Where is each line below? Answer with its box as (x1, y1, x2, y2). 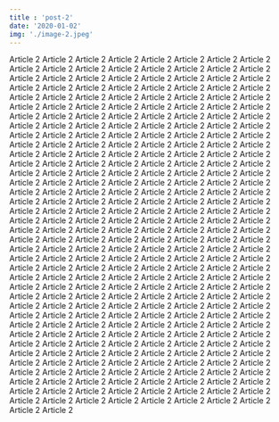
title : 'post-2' (9, 12, 74, 22)
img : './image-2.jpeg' (9, 29, 94, 38)
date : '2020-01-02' (9, 21, 82, 30)
